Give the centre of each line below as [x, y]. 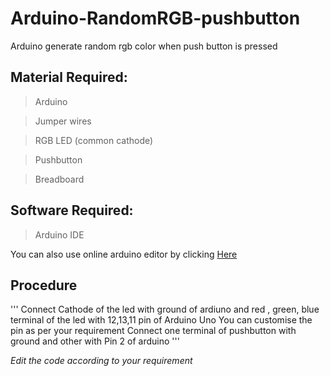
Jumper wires [63, 121]
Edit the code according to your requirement [101, 361]
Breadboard [59, 179]
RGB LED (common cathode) [94, 140]
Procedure [44, 285]
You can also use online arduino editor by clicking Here [124, 254]
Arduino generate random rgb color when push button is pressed [144, 46]
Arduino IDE [59, 234]
